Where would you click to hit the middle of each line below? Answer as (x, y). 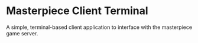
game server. (22, 33)
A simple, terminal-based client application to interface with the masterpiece (99, 27)
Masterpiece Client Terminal (77, 11)
